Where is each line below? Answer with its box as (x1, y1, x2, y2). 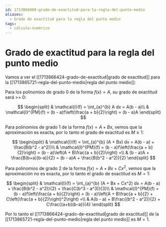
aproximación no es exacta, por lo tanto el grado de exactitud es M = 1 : (5, 170, 151, 176)
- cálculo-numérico (9, 26, 50, 31)
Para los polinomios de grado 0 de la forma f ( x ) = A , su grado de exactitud (5, 89, 158, 95)
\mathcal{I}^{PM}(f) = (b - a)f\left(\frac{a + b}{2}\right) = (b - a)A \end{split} (5, 109, 161, 115)
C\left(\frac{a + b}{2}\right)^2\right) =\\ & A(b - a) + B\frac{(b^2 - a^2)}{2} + (6, 196, 161, 202)
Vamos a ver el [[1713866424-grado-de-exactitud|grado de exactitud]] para (5, 74, 160, 80)
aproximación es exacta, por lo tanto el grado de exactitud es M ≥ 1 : (5, 130, 144, 136)
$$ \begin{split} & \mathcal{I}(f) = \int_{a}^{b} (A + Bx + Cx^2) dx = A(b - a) (6, 180, 160, 186)
